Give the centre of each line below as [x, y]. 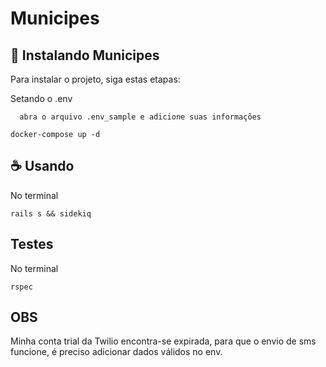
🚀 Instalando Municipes [85, 55]
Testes [32, 244]
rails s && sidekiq [51, 213]
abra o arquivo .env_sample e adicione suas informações [140, 117]
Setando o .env [41, 98]
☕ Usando [42, 166]
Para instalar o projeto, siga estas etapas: [95, 79]
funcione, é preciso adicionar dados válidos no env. [116, 352]
